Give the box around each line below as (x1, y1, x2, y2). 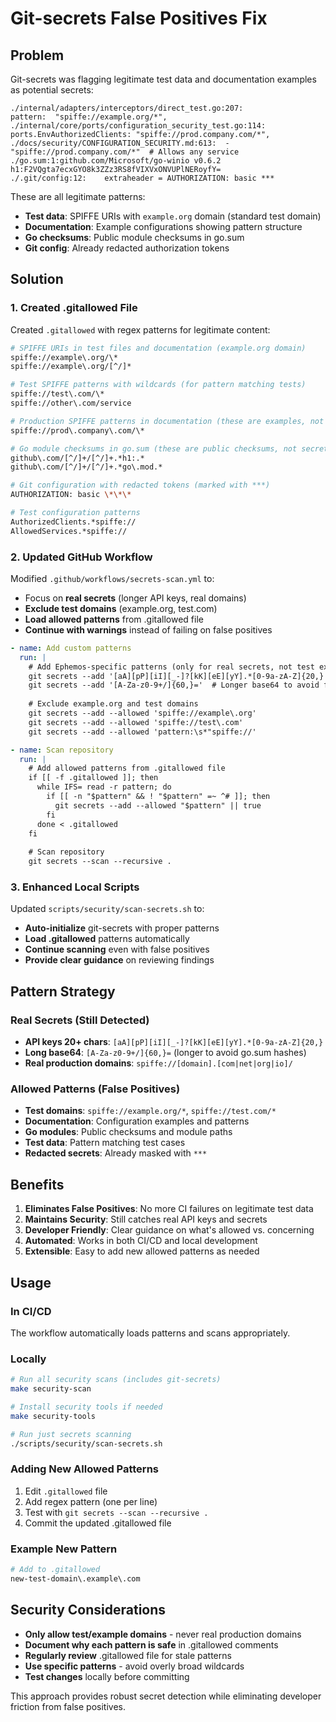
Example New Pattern (10, 1542, 118, 1556)
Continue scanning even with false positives (24, 943, 210, 956)
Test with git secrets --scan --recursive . (24, 1506, 209, 1518)
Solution (10, 271, 64, 288)
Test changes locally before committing (24, 1670, 190, 1682)
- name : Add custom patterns (10, 643, 132, 653)
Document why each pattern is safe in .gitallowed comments (24, 1638, 279, 1651)
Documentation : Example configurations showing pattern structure (24, 221, 303, 232)
